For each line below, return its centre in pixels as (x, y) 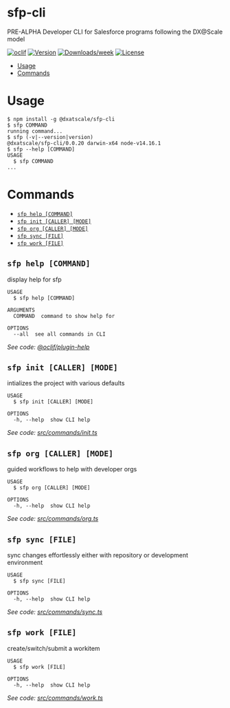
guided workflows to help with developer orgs (72, 469)
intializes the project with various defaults (66, 383)
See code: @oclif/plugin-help (48, 347)
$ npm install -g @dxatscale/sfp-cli (61, 119)
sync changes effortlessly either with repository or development (98, 555)
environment (25, 563)
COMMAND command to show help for (64, 316)
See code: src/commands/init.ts (52, 433)
